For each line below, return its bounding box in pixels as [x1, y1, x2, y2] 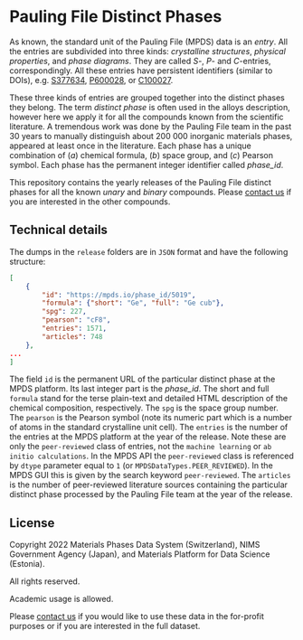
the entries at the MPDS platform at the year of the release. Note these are [9, 431, 287, 442]
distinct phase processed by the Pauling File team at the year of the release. [9, 489, 293, 500]
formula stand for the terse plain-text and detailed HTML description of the [9, 393, 288, 404]
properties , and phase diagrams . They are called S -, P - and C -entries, [9, 55, 271, 66]
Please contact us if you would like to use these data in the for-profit [9, 611, 264, 622]
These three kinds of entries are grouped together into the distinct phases [9, 92, 285, 103]
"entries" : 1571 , [42, 324, 107, 333]
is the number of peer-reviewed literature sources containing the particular [9, 479, 288, 490]
